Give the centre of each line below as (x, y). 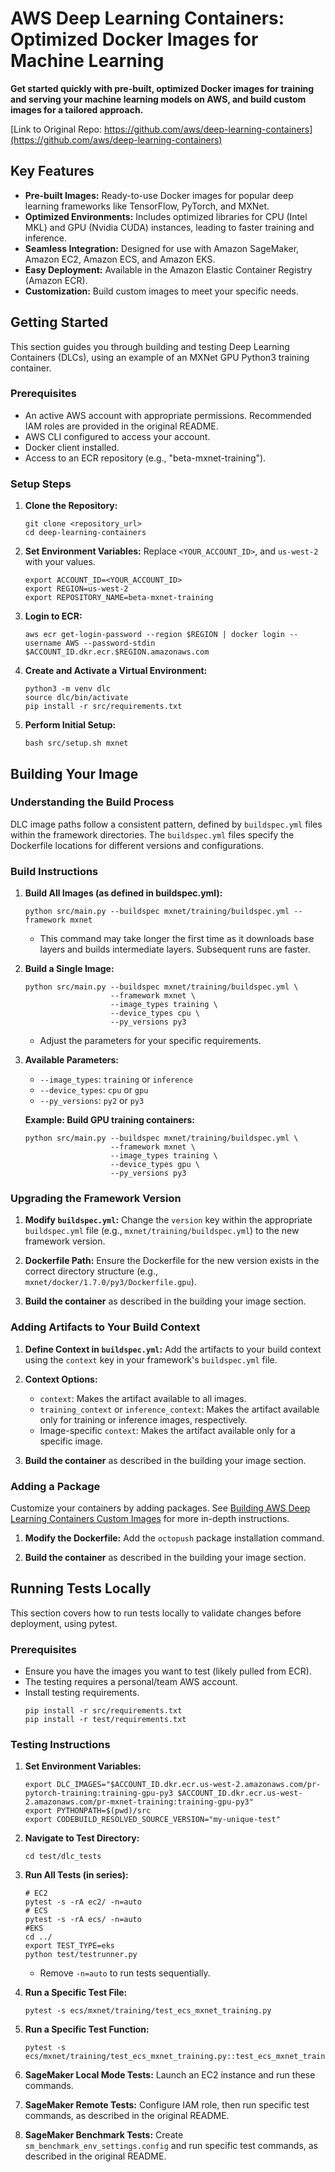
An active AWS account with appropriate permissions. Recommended (168, 415)
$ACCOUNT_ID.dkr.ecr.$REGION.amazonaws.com (117, 652)
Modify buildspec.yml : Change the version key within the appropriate (168, 1220)
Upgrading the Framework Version (96, 1199)
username (43, 643)
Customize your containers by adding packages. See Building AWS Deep (160, 1508)
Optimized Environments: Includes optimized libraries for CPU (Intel (166, 216)
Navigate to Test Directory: (82, 1838)
